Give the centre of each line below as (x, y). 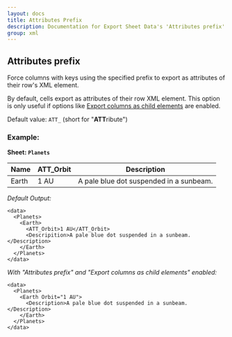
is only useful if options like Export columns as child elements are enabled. (114, 106)
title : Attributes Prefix (44, 20)
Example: (23, 137)
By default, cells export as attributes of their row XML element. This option (114, 98)
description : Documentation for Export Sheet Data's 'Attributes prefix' (116, 26)
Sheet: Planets (28, 153)
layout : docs (26, 14)
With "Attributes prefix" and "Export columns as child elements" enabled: (112, 273)
